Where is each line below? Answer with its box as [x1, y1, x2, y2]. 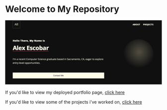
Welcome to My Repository [5, 3, 119, 15]
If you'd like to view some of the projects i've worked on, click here [5, 99, 143, 105]
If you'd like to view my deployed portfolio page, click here [5, 89, 125, 95]
